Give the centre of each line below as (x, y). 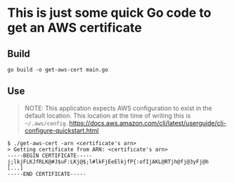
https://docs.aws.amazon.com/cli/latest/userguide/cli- (148, 123)
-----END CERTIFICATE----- (47, 174)
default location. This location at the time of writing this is (108, 115)
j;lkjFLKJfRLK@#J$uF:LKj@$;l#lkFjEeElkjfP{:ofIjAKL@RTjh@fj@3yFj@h (108, 162)
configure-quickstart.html (61, 130)
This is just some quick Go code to (109, 13)
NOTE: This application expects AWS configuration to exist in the (118, 108)
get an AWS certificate (74, 28)
